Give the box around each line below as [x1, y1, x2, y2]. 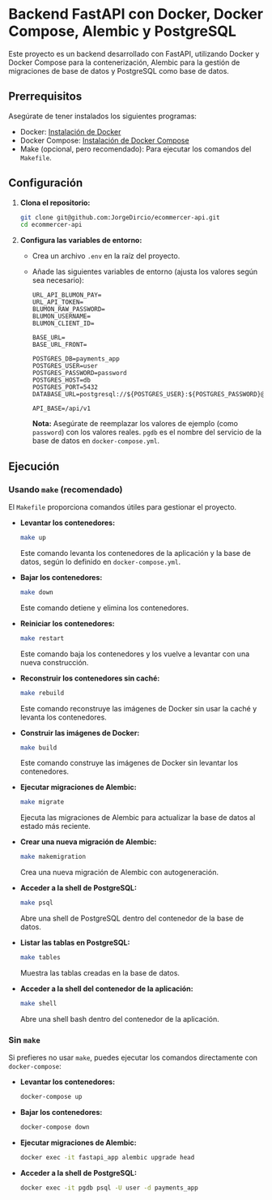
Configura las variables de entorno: [19, 236, 142, 246]
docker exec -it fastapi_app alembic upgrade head [19, 1153, 195, 1161]
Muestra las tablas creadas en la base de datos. [19, 967, 181, 977]
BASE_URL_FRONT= [32, 341, 87, 349]
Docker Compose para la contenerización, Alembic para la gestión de [8, 58, 240, 67]
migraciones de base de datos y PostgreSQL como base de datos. [8, 66, 229, 75]
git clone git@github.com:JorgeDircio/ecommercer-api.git [19, 213, 220, 221]
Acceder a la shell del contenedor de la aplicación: [19, 984, 193, 993]
